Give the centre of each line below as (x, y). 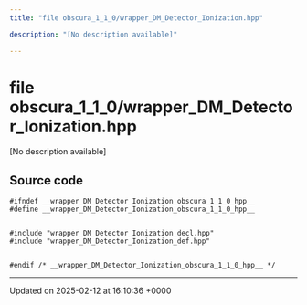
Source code (47, 180)
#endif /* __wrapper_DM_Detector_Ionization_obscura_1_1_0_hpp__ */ (143, 266)
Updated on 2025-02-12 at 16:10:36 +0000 (90, 291)
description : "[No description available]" (94, 34)
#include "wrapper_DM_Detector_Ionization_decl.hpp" (112, 234)
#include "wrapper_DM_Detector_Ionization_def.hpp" (110, 242)
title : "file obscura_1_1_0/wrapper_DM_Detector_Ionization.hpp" (136, 18)
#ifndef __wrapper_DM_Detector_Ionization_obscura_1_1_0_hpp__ (132, 202)
